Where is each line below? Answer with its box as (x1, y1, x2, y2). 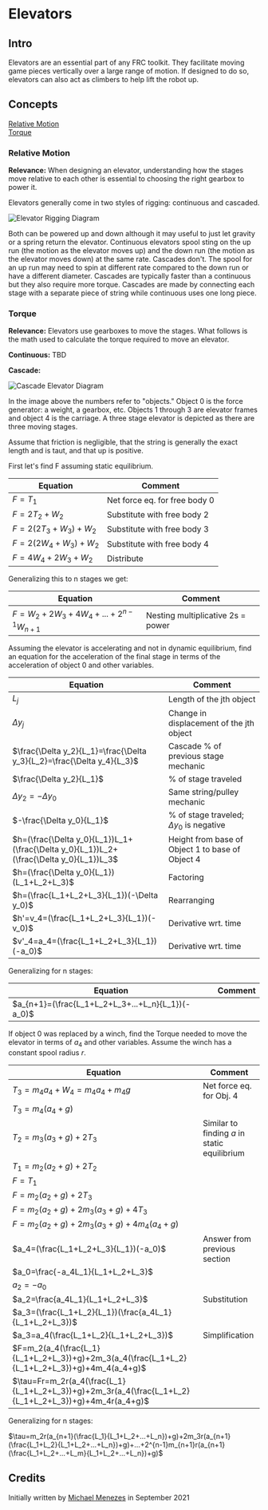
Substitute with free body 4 (106, 538, 209, 549)
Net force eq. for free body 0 (106, 495, 215, 505)
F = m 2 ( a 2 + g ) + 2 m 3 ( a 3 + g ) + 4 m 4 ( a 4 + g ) (12, 1219, 179, 1231)
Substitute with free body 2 (106, 509, 209, 520)
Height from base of (168, 833, 244, 844)
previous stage (168, 750, 225, 761)
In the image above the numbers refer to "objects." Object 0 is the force (8, 397, 243, 406)
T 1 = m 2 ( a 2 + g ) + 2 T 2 (12, 1160, 97, 1173)
